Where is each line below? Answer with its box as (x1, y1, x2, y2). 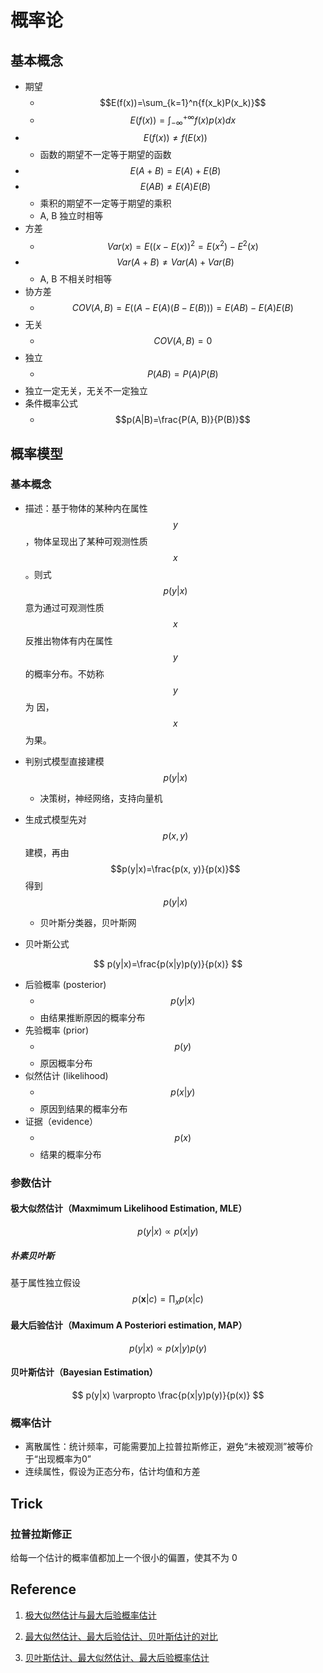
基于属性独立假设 (10, 1276, 81, 1288)
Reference (10, 1581, 77, 1598)
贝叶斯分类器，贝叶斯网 (39, 916, 137, 928)
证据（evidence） (24, 1115, 99, 1127)
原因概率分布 (39, 1057, 93, 1069)
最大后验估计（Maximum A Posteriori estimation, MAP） (10, 1319, 248, 1331)
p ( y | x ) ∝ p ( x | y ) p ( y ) (128, 1342, 208, 1354)
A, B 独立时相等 (39, 210, 104, 222)
